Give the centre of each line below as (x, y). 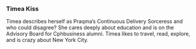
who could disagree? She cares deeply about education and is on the (90, 27)
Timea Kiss (23, 9)
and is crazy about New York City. (47, 40)
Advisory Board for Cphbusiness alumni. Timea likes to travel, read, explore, (98, 34)
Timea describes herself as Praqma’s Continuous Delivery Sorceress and (94, 22)
